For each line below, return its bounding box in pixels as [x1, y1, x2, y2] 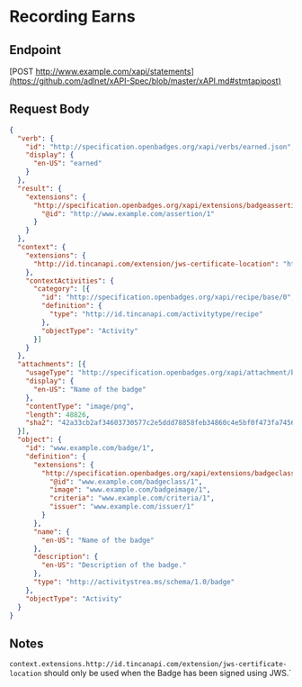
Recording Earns [9, 6, 137, 27]
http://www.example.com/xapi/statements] [35, 66, 195, 77]
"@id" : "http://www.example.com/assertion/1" [41, 209, 216, 218]
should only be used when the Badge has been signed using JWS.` [43, 668, 292, 679]
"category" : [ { [32, 285, 91, 294]
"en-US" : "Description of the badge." [41, 561, 187, 570]
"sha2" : [25, 419, 54, 428]
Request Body [9, 102, 90, 117]
